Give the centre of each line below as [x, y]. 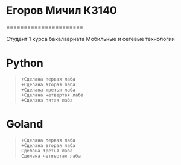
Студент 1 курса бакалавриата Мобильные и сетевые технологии [91, 39]
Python [25, 63]
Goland [25, 124]
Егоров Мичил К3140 [62, 11]
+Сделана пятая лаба [47, 100]
